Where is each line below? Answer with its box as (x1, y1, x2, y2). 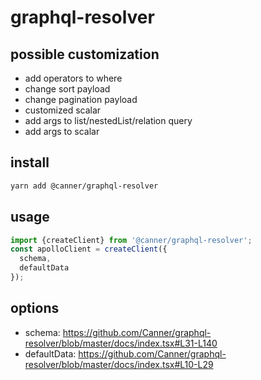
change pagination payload (24, 94, 138, 105)
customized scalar (24, 104, 102, 116)
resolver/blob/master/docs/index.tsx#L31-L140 (24, 337, 218, 349)
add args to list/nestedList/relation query (24, 115, 193, 126)
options (10, 300, 60, 317)
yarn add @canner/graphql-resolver (10, 181, 159, 191)
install (10, 154, 50, 171)
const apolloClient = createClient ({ (10, 244, 168, 255)
